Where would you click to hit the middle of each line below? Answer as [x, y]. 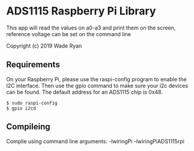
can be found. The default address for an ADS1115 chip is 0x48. [85, 92]
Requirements [33, 65]
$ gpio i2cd [21, 108]
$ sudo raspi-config [32, 103]
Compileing [28, 127]
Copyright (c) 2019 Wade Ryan [44, 46]
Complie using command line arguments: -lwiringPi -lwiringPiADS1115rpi [95, 141]
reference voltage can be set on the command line [68, 34]
